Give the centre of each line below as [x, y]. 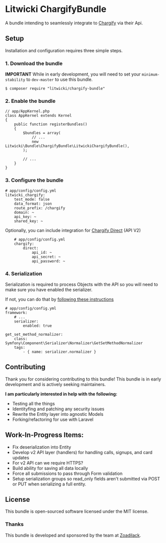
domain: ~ [24, 212]
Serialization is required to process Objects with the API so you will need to [82, 284]
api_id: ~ [42, 252]
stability [15, 80]
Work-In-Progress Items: [45, 435]
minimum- [151, 75]
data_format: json [33, 204]
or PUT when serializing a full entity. [49, 484]
